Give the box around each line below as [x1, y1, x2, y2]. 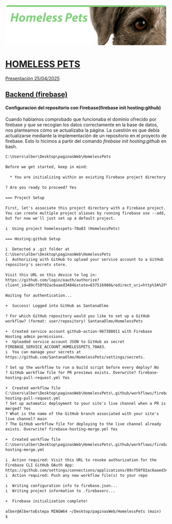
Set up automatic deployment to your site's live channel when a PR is [10, 401, 166, 406]
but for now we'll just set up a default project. [5, 215, 116, 221]
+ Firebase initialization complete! [5, 498, 88, 503]
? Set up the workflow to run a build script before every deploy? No [5, 365, 159, 370]
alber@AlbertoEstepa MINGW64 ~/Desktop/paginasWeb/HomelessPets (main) [5, 509, 161, 514]
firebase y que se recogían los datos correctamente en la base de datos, [5, 121, 159, 128]
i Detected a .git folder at [5, 246, 70, 251]
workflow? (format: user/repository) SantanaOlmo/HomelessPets [5, 318, 143, 323]
